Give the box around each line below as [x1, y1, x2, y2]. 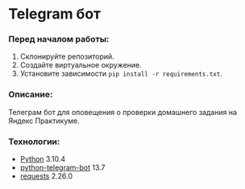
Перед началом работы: [8, 34, 110, 45]
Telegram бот [8, 5, 102, 23]
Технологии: [8, 136, 60, 147]
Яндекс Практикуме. [8, 116, 81, 125]
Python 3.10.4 [19, 154, 66, 164]
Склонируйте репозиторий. [19, 51, 114, 61]
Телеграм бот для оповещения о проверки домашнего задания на [8, 107, 238, 117]
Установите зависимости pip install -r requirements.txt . [19, 69, 223, 79]
